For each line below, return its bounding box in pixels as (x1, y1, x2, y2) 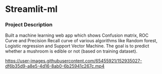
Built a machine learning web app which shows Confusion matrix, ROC (5, 32, 149, 38)
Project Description (5, 21, 53, 28)
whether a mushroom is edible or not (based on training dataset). (5, 48, 137, 54)
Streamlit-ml (5, 3, 58, 15)
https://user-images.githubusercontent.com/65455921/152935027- (5, 58, 142, 64)
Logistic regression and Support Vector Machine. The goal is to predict (5, 43, 150, 49)
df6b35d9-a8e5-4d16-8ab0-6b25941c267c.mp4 (5, 63, 105, 69)
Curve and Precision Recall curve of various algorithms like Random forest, (5, 38, 158, 44)
